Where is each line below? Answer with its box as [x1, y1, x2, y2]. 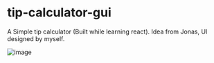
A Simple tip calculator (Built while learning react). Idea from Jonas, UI [7, 27, 208, 36]
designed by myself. [7, 34, 65, 42]
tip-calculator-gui [7, 5, 112, 21]
